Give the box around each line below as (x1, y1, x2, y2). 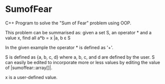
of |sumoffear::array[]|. (5, 65, 52, 71)
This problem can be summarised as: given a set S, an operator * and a (5, 29, 151, 35)
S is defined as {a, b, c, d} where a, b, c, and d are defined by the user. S (5, 54, 155, 60)
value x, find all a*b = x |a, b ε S (5, 35, 71, 41)
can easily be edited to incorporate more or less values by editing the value (5, 59, 160, 65)
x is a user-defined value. (5, 74, 57, 80)
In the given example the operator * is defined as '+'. (5, 44, 113, 50)
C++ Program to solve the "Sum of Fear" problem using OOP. (5, 20, 131, 26)
